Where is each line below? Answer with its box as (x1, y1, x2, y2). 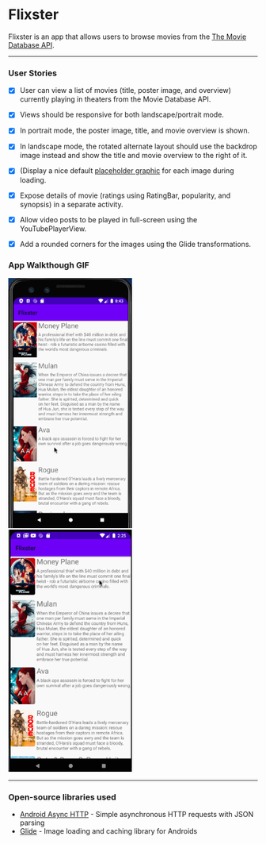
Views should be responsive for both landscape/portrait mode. (19, 110, 224, 120)
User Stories (8, 67, 58, 79)
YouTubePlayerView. (19, 224, 87, 233)
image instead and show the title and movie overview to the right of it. (19, 151, 248, 160)
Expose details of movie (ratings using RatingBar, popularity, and (19, 191, 231, 200)
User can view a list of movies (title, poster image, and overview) (19, 86, 232, 95)
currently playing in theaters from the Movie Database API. (19, 94, 211, 104)
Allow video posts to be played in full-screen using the (19, 214, 198, 224)
